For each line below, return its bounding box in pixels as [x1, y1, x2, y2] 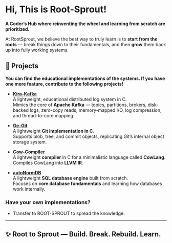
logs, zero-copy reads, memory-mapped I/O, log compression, [30, 107, 162, 113]
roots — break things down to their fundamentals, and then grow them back [5, 41, 166, 47]
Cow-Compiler [12, 149, 45, 155]
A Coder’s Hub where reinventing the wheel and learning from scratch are [5, 21, 165, 27]
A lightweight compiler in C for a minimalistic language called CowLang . [12, 154, 166, 160]
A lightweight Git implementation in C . [12, 128, 95, 134]
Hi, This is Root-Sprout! [5, 4, 106, 15]
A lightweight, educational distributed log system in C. [12, 96, 127, 102]
